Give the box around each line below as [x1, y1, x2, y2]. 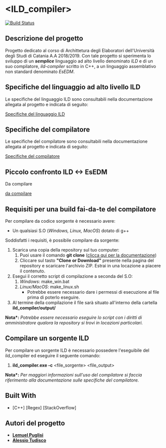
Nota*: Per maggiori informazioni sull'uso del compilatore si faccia [5, 372, 142, 378]
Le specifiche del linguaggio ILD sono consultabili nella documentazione [5, 96, 153, 102]
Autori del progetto [5, 419, 65, 428]
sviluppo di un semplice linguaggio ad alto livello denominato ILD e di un [5, 58, 154, 64]
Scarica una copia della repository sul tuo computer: [12, 247, 120, 253]
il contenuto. [19, 268, 46, 274]
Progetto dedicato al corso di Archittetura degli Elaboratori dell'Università [5, 47, 155, 53]
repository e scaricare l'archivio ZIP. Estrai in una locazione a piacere [19, 263, 161, 268]
